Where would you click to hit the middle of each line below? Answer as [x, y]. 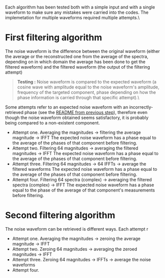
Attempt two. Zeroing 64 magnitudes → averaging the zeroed [75, 249]
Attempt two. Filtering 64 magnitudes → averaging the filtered [75, 148]
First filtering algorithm [54, 38]
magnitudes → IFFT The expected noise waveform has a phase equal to [85, 153]
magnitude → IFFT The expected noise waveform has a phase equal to [84, 137]
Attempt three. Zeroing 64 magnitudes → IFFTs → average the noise [82, 259]
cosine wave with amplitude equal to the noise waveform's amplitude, [88, 87]
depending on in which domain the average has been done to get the [75, 62]
